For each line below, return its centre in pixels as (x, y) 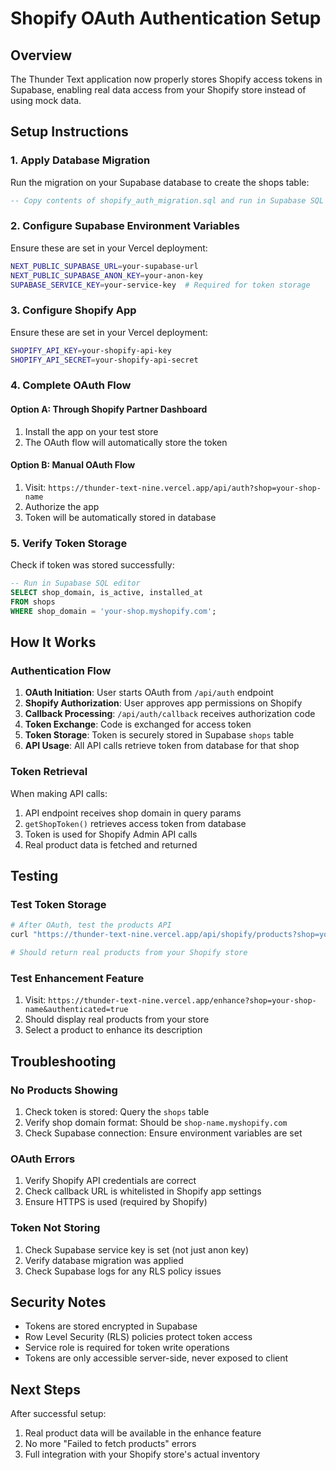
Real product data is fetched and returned (111, 844)
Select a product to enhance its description (113, 1030)
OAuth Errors (43, 1159)
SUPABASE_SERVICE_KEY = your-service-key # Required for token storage (160, 285)
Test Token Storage (58, 904)
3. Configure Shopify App (73, 310)
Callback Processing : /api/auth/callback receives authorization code (170, 714)
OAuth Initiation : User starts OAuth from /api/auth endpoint (149, 693)
